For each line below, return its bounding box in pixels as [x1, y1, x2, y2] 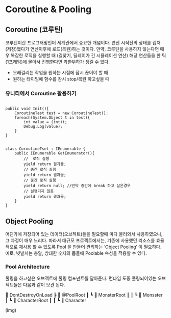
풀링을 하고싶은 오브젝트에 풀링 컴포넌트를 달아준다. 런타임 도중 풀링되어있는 [5, 275, 157, 281]
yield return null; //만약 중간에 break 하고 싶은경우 [23, 183, 131, 189]
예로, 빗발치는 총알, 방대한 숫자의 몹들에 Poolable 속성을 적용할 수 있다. [5, 250, 147, 256]
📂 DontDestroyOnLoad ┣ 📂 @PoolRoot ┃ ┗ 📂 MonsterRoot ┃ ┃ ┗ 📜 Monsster [5, 292, 163, 298]
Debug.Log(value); [23, 124, 63, 129]
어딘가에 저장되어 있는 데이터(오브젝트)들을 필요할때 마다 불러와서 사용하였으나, [5, 231, 163, 237]
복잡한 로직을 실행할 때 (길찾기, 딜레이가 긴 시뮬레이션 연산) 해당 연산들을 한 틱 [10, 52, 166, 58]
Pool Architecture [5, 263, 50, 271]
